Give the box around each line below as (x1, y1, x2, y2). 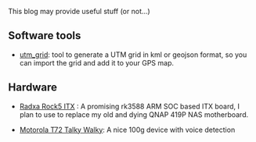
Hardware (8, 81, 57, 94)
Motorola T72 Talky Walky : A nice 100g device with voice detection (19, 125, 236, 134)
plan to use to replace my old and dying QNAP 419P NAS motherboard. (19, 109, 249, 119)
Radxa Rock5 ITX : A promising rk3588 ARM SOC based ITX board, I (19, 101, 240, 111)
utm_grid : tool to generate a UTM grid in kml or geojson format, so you (19, 50, 247, 59)
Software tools (8, 29, 81, 42)
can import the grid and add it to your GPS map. (19, 58, 175, 67)
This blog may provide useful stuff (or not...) (8, 7, 150, 16)
